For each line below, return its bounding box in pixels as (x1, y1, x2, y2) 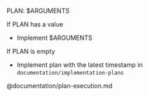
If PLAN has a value (6, 20, 64, 28)
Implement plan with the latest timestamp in (16, 61, 143, 69)
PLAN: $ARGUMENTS (6, 7, 70, 15)
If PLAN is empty (6, 47, 55, 55)
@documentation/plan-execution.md (6, 82, 113, 90)
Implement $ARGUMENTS (16, 33, 93, 42)
